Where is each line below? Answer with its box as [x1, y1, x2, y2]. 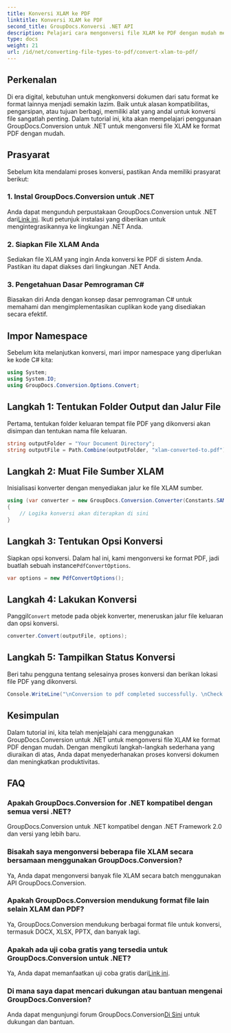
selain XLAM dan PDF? [7, 905, 85, 914]
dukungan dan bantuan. [7, 1018, 75, 1026]
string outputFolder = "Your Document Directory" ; [7, 440, 155, 447]
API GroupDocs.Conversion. [7, 878, 87, 887]
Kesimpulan [7, 710, 60, 722]
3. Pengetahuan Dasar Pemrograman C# [7, 280, 144, 290]
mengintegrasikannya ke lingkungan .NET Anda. [7, 222, 143, 230]
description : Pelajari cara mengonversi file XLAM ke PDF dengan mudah [7, 29, 217, 37]
